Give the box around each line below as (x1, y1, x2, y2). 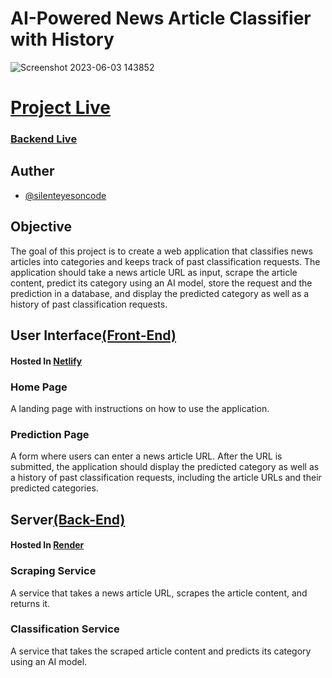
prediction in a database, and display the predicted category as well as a (10, 287, 310, 299)
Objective (10, 218, 73, 236)
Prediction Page (10, 427, 90, 441)
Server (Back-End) (10, 511, 126, 528)
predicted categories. (10, 482, 99, 494)
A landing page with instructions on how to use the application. (10, 402, 270, 414)
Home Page (10, 380, 68, 394)
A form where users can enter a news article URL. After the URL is (10, 450, 283, 462)
